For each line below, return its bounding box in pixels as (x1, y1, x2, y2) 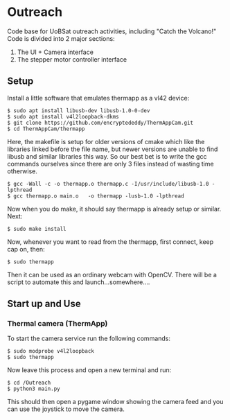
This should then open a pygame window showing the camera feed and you (7, 398, 224, 406)
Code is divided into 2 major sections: (7, 34, 116, 42)
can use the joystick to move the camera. (7, 405, 125, 413)
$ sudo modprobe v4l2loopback (7, 348, 95, 355)
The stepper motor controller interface (17, 55, 127, 63)
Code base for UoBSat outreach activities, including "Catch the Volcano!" (7, 27, 217, 35)
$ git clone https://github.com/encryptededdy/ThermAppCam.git (7, 119, 194, 126)
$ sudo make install (7, 225, 67, 232)
